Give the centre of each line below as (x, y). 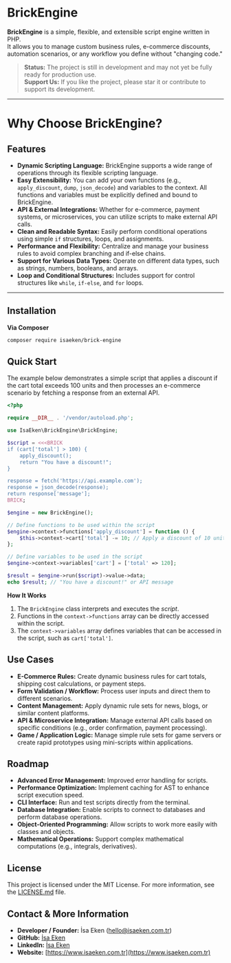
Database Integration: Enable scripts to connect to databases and (111, 810)
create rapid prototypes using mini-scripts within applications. (105, 742)
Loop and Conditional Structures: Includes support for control (106, 275)
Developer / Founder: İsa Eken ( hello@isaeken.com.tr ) (94, 931)
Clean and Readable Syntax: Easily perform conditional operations (112, 231)
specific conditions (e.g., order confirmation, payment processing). (112, 727)
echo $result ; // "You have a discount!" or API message (90, 582)
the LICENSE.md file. (37, 892)
